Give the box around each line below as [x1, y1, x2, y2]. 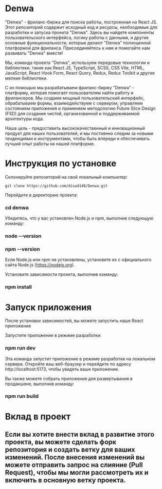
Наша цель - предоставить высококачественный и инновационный [5, 125, 145, 131]
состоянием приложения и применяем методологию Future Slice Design [5, 105, 156, 111]
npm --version [5, 246, 40, 253]
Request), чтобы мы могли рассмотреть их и [5, 469, 149, 477]
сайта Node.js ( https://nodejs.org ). [5, 262, 75, 268]
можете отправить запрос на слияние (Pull [5, 461, 143, 469]
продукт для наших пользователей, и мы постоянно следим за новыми [5, 130, 154, 136]
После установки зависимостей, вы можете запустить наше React [5, 318, 144, 324]
